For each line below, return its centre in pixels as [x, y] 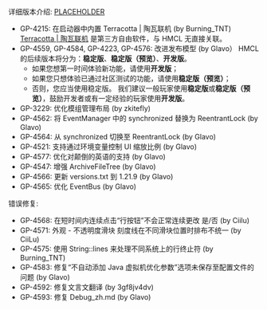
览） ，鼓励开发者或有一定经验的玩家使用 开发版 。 [110, 98]
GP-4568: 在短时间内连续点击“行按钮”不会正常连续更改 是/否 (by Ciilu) [134, 220]
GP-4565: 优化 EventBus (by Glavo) [78, 186]
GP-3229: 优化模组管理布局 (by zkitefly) [85, 108]
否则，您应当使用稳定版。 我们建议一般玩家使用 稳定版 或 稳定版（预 [141, 88]
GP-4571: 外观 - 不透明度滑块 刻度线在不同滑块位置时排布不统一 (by [130, 230]
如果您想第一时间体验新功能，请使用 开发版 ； [105, 69]
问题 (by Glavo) [45, 277]
